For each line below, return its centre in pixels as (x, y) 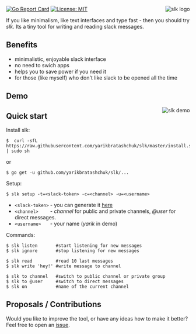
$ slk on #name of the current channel (68, 287)
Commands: (21, 235)
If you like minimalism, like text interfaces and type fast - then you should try (98, 20)
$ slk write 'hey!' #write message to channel (64, 266)
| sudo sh (18, 151)
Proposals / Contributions (54, 304)
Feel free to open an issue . (38, 325)
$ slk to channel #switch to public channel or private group (86, 277)
